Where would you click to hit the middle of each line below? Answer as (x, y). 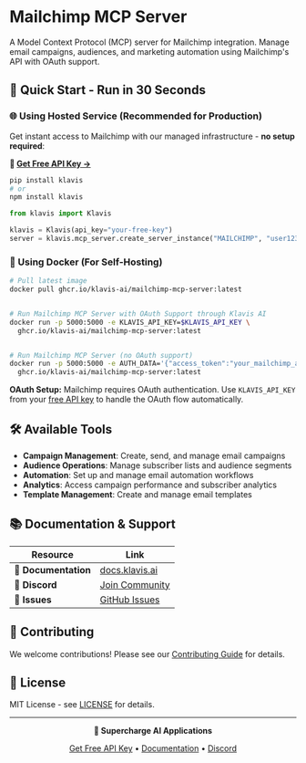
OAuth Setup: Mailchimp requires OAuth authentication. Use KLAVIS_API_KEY (153, 390)
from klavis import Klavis (61, 214)
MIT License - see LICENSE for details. (82, 705)
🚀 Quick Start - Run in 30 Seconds (108, 90)
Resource (53, 554)
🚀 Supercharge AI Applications (153, 731)
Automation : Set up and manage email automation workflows (138, 475)
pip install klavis (46, 180)
